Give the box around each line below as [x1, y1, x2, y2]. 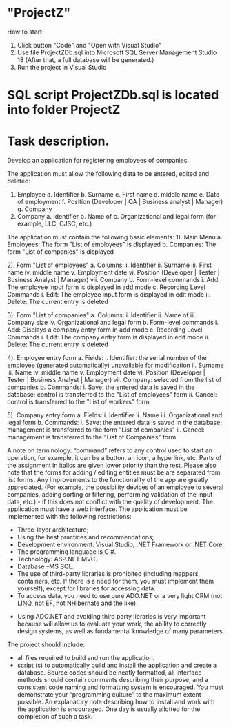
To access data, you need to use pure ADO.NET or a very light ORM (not [17, 592, 223, 600]
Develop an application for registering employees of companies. [7, 157, 190, 165]
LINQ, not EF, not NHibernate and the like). [17, 599, 138, 608]
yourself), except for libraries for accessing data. [17, 584, 157, 592]
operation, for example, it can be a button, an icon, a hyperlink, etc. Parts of [7, 454, 222, 462]
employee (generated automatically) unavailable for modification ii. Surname [7, 361, 224, 370]
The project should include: [7, 640, 85, 649]
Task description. [7, 133, 110, 149]
